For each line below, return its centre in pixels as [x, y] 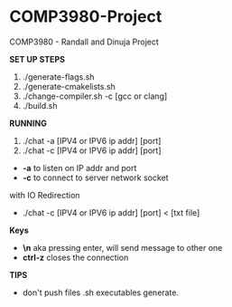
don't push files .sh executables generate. [100, 293]
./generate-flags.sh [58, 77]
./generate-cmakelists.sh [69, 86]
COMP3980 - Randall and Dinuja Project [84, 42]
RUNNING [28, 123]
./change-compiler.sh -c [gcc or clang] [95, 96]
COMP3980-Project [86, 17]
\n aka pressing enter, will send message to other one [122, 247]
